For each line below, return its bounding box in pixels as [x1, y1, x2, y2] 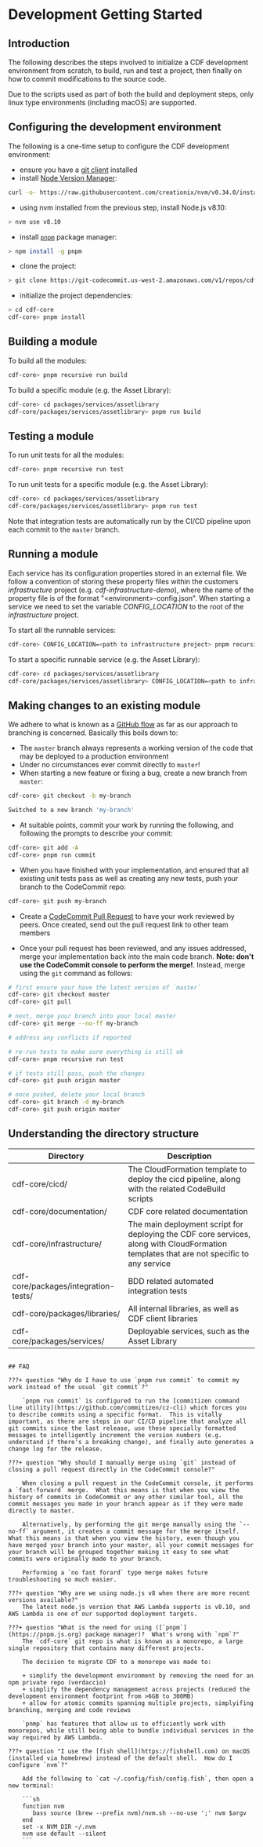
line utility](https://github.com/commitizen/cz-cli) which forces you [8, 1403, 247, 1411]
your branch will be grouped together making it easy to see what [8, 1548, 229, 1556]
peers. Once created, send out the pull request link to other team [19, 920, 229, 929]
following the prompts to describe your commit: [19, 828, 173, 838]
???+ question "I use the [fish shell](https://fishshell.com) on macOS [8, 1747, 250, 1755]
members [19, 928, 51, 938]
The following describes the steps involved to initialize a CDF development [8, 57, 249, 67]
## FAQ [8, 1362, 30, 1370]
